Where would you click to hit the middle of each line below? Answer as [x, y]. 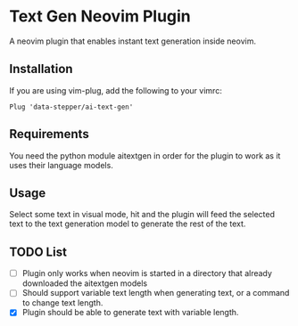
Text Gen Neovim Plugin [100, 16]
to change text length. [62, 303]
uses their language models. [61, 165]
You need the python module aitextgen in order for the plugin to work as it [145, 155]
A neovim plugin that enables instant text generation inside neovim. [133, 41]
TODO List [38, 252]
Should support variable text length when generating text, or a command [156, 293]
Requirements [49, 134]
